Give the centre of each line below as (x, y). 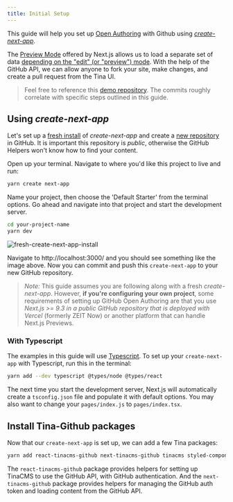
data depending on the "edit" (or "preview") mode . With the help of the (109, 61)
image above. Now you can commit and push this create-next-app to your (113, 265)
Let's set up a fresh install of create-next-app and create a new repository (113, 135)
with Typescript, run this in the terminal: (75, 363)
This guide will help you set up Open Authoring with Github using (100, 33)
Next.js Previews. (49, 323)
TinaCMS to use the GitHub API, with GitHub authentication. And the (105, 476)
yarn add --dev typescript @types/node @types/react (85, 376)
